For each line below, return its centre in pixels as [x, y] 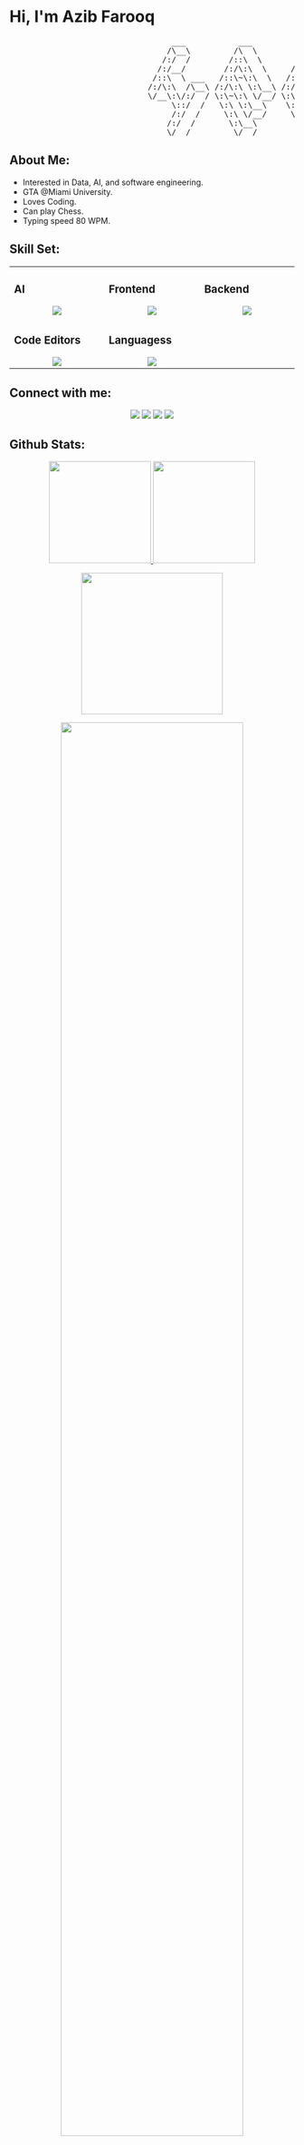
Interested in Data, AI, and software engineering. [113, 182]
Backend [227, 289]
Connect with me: [61, 393]
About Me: [40, 160]
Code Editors [47, 340]
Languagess [140, 340]
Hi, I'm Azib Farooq [82, 17]
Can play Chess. [53, 211]
